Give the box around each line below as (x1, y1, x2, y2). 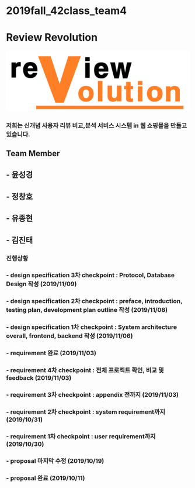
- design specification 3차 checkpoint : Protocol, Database (6, 271, 175, 279)
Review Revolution (6, 31, 98, 44)
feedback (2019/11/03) (6, 374, 72, 382)
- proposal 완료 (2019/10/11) (6, 474, 85, 482)
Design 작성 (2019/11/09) (6, 280, 77, 288)
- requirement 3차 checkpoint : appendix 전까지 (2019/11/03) (6, 391, 179, 399)
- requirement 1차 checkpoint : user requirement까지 (6, 432, 156, 440)
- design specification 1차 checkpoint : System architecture (6, 323, 177, 331)
